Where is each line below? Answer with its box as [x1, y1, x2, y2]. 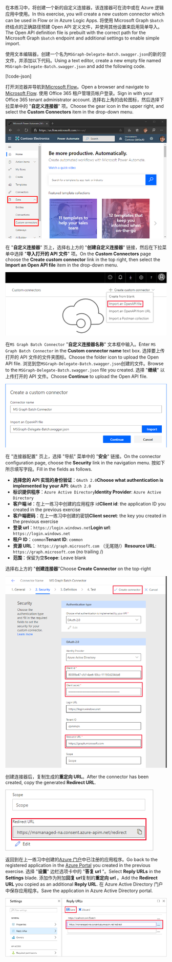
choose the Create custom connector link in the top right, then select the [5, 256, 160, 263]
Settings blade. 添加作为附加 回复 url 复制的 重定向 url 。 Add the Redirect [5, 875, 158, 881]
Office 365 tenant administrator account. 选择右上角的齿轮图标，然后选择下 [5, 97, 164, 103]
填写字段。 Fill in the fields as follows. [14, 466, 93, 473]
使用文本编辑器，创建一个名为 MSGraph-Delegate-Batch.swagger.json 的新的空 [5, 51, 166, 57]
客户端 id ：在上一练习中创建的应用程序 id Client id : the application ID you [12, 501, 166, 507]
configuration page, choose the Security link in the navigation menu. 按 [5, 460, 156, 466]
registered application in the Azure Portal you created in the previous [5, 862, 151, 869]
